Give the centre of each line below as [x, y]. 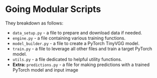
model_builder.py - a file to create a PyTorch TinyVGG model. [76, 43]
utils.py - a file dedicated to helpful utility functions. [67, 59]
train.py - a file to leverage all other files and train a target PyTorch [82, 48]
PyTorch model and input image [45, 70]
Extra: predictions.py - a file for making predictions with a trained [81, 64]
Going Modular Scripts [53, 9]
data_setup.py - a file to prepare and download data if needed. [77, 32]
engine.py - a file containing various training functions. [69, 38]
